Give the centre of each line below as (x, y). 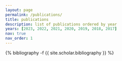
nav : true (16, 34)
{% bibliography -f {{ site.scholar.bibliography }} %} (60, 53)
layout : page (19, 10)
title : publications (27, 19)
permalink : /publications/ (34, 15)
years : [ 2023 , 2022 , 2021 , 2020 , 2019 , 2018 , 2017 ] (61, 29)
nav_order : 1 (19, 39)
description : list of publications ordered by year (61, 24)
